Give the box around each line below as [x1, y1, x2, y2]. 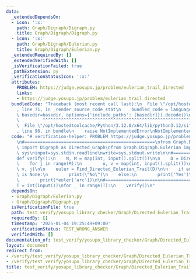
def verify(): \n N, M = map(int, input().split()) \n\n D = [16, 156, 179, 161]
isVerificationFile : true [11, 204, 75, 211]
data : [6, 8, 19, 15]
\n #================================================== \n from [16, 139, 171, 145]
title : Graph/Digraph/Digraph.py [16, 30, 98, 36]
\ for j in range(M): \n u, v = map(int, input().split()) [16, 161, 187, 167]
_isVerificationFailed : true [11, 63, 82, 69]
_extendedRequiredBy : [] [11, 52, 72, 58]
